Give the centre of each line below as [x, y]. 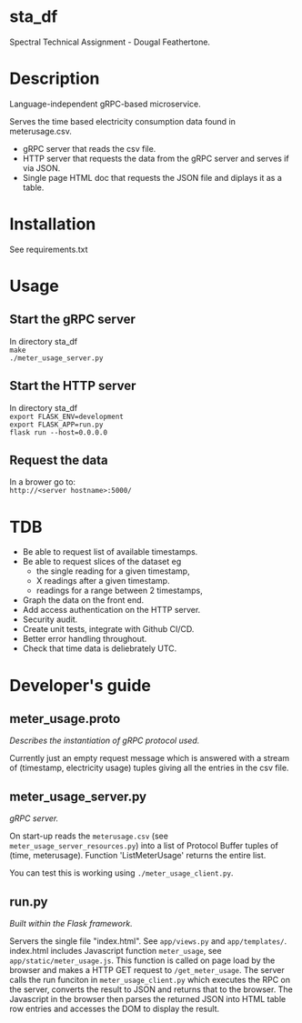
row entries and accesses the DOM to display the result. [115, 1008]
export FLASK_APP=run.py [56, 425]
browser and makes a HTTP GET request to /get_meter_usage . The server [147, 970]
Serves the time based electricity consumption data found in [123, 121]
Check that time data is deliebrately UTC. [100, 648]
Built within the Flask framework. [71, 923]
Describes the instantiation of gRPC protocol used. [105, 741]
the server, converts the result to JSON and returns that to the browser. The [151, 989]
